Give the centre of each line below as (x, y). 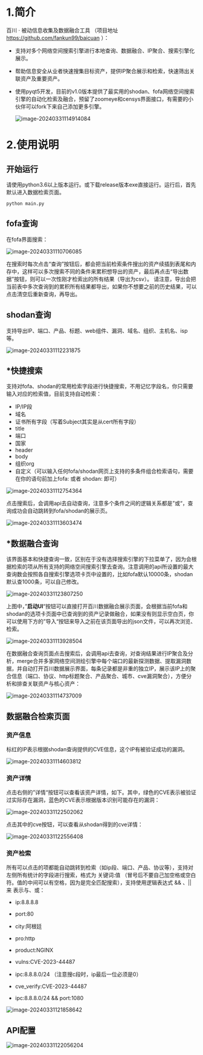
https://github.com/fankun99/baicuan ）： (58, 37)
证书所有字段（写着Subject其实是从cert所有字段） (77, 422)
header (24, 450)
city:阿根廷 (28, 926)
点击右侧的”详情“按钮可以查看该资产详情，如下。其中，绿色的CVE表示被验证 (101, 792)
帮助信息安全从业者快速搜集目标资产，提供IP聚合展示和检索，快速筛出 (102, 71)
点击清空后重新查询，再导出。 (43, 294)
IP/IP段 (24, 407)
